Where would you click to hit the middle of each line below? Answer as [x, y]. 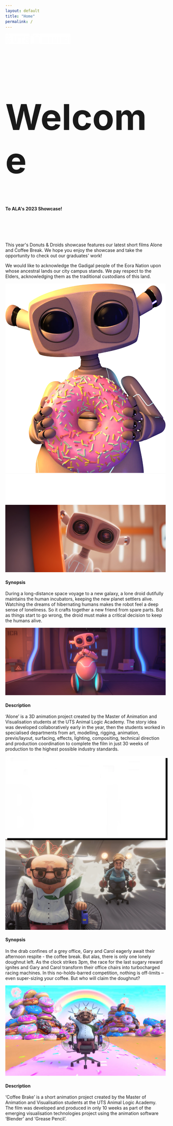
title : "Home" [20, 16]
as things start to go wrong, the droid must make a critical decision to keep [84, 615]
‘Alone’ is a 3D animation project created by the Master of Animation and [81, 717]
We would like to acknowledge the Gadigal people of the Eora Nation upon [83, 266]
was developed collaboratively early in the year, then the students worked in [85, 728]
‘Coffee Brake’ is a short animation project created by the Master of [76, 1097]
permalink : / [19, 21]
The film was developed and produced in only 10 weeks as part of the [78, 1108]
